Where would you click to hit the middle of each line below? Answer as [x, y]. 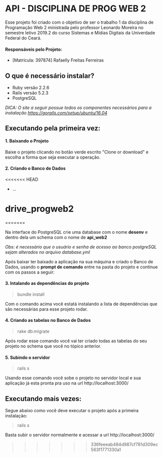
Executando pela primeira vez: [53, 128]
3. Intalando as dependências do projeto [47, 283]
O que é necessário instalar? [50, 76]
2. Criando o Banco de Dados [35, 169]
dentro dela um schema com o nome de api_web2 [56, 237]
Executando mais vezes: [43, 399]
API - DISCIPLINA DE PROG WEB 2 [76, 9]
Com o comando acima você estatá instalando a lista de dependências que [81, 304]
